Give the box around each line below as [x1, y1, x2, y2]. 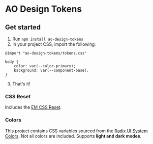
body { [5, 59, 19, 64]
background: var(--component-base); [14, 68, 90, 73]
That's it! [12, 81, 31, 86]
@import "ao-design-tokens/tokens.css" [5, 51, 87, 56]
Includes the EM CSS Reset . [5, 104, 61, 110]
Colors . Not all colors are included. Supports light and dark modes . [5, 133, 142, 139]
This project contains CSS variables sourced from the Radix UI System [5, 128, 148, 134]
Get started [5, 23, 41, 31]
